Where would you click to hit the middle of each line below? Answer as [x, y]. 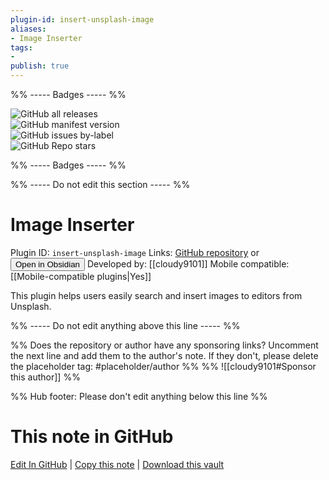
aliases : [28, 29]
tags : [21, 47]
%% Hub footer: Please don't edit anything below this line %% [139, 396]
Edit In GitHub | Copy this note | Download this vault [117, 464]
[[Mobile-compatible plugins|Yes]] [81, 276]
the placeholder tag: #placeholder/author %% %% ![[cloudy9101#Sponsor [163, 366]
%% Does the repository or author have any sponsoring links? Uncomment [164, 345]
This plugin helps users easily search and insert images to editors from [156, 295]
